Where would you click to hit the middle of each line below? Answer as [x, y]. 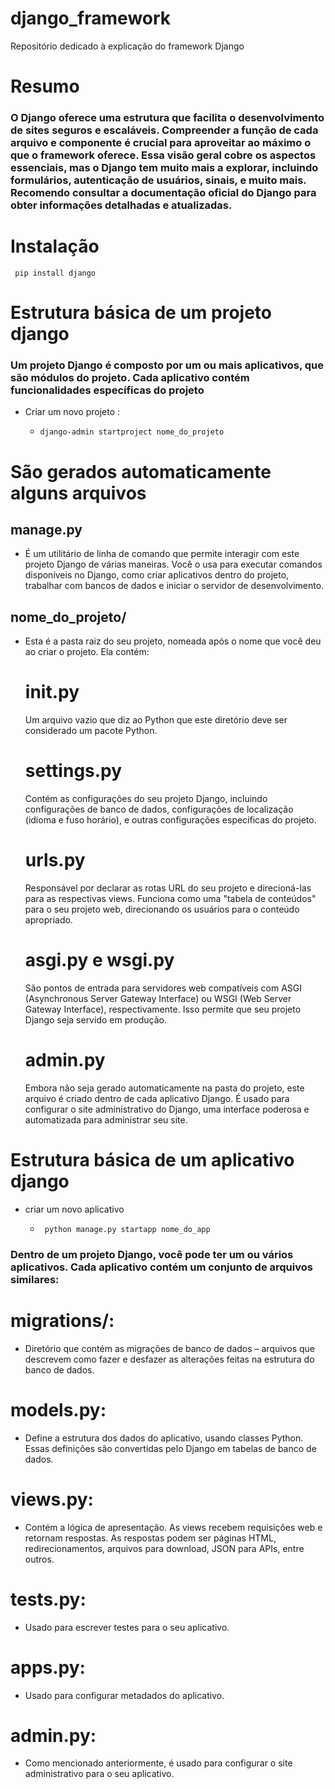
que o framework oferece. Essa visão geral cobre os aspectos [163, 155]
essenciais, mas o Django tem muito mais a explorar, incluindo [164, 168]
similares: [35, 1279]
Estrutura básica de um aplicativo [152, 1160]
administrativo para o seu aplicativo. [99, 1774]
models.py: [58, 1409]
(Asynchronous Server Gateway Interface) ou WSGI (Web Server [158, 999]
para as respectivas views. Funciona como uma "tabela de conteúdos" [170, 899]
